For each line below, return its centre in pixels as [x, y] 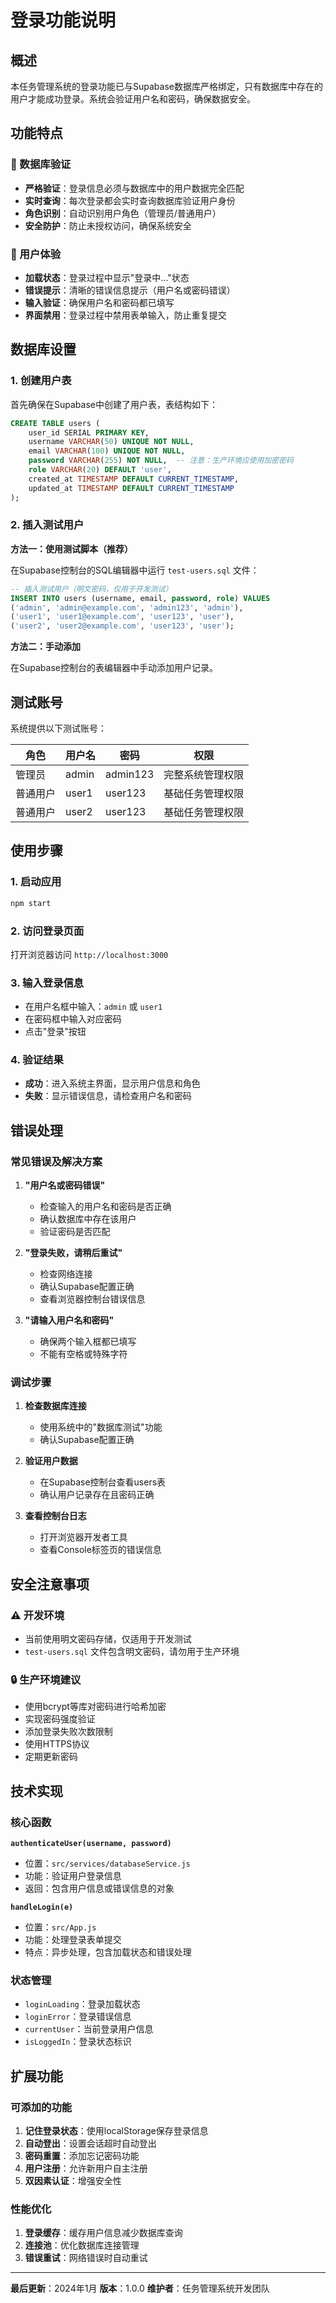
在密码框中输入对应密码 [73, 1019]
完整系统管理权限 [204, 775]
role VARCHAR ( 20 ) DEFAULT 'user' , [100, 470]
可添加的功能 [41, 2107]
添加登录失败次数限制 [68, 1732]
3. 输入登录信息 [47, 983]
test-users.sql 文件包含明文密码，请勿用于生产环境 [132, 1652]
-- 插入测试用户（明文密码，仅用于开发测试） [91, 589]
